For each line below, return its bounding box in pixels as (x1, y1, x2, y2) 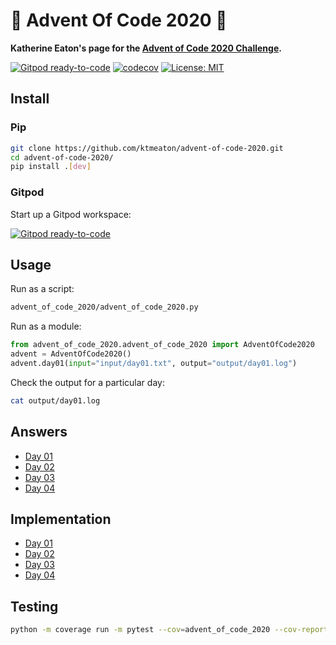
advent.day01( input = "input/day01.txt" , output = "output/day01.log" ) (10, 358, 298, 368)
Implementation (10, 510, 112, 528)
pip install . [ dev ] (10, 162, 92, 172)
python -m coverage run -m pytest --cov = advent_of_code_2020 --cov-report (10, 625, 329, 635)
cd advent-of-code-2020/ (10, 152, 114, 163)
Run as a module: (10, 320, 82, 333)
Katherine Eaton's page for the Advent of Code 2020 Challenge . (10, 42, 282, 54)
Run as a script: (10, 283, 75, 295)
